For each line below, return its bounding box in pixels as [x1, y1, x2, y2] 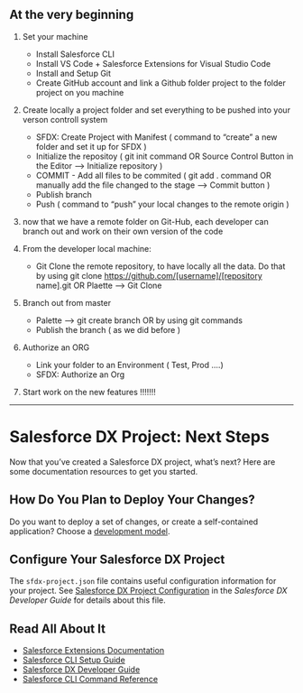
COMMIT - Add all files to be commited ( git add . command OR [35, 170, 272, 180]
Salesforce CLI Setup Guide [22, 654, 126, 666]
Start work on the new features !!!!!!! [22, 386, 156, 397]
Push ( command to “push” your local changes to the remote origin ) [35, 199, 290, 209]
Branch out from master [22, 297, 111, 308]
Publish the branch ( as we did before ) [35, 324, 181, 335]
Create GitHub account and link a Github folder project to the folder [35, 77, 286, 88]
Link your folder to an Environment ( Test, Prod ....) [35, 359, 224, 370]
